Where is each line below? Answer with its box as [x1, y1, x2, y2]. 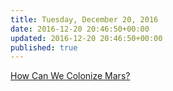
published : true [10, 42, 78, 53]
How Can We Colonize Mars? [10, 70, 131, 82]
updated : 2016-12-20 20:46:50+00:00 [10, 33, 163, 43]
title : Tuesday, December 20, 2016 [10, 14, 159, 25]
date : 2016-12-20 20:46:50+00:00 [10, 24, 150, 34]
